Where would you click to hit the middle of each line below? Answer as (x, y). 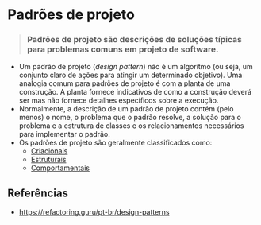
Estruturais (48, 160)
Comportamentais (60, 168)
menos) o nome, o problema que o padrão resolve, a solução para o (130, 118)
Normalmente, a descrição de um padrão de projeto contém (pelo (126, 109)
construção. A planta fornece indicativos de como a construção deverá (135, 92)
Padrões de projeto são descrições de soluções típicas (134, 40)
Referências (38, 193)
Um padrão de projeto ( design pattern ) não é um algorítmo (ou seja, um (136, 67)
